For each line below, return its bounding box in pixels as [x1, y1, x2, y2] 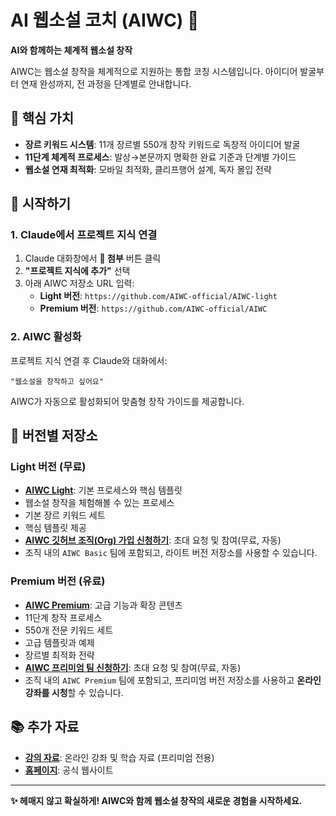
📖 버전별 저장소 [10, 427, 98, 445]
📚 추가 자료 [10, 719, 80, 736]
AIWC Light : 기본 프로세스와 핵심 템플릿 [24, 484, 183, 496]
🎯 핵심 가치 [10, 110, 75, 127]
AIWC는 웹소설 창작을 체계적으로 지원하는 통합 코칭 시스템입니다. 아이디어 [10, 65, 298, 77]
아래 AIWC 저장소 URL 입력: [24, 277, 135, 290]
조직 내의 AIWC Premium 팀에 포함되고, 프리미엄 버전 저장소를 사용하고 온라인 [24, 674, 322, 686]
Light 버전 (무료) [10, 460, 87, 474]
